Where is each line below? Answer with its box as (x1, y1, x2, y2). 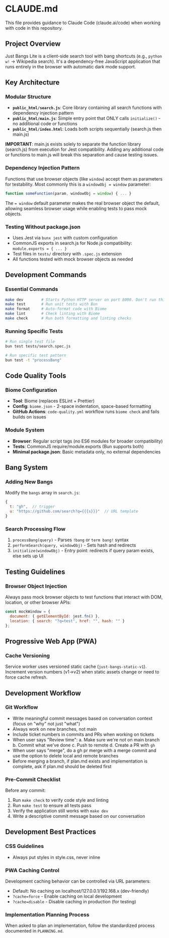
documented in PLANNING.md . (5, 928, 64, 934)
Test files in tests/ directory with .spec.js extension (12, 250, 122, 257)
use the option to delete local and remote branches (12, 752, 119, 758)
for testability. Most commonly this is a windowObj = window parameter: (5, 181, 151, 187)
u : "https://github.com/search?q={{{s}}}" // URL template (10, 509, 138, 514)
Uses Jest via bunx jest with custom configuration (12, 234, 118, 240)
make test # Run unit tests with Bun (5, 302, 98, 307)
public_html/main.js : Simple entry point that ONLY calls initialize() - (12, 115, 161, 121)
